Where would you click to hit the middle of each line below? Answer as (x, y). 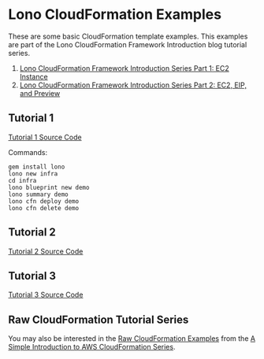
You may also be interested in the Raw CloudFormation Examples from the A (132, 339)
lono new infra (33, 174)
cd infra (22, 180)
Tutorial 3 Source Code (46, 295)
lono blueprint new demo (49, 187)
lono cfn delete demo (44, 208)
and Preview (40, 93)
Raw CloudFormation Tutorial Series (99, 319)
